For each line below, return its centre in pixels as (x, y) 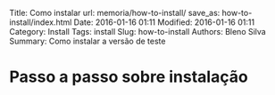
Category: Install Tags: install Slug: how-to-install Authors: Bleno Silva (137, 32)
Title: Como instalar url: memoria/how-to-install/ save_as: (115, 13)
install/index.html (41, 22)
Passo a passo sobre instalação (129, 77)
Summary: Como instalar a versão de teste (87, 41)
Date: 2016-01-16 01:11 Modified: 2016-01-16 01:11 (164, 22)
